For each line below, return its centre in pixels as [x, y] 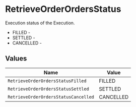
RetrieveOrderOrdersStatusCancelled [51, 97]
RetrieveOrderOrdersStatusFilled [47, 81]
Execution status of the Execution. [40, 23]
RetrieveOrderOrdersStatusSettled [48, 89]
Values [16, 59]
